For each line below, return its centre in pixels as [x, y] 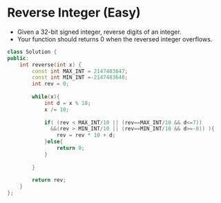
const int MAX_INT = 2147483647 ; [80, 71]
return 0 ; [70, 148]
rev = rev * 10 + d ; [86, 135]
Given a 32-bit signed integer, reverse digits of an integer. [99, 32]
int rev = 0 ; [51, 84]
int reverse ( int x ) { [50, 65]
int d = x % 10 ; [67, 103]
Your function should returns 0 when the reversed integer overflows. [115, 39]
